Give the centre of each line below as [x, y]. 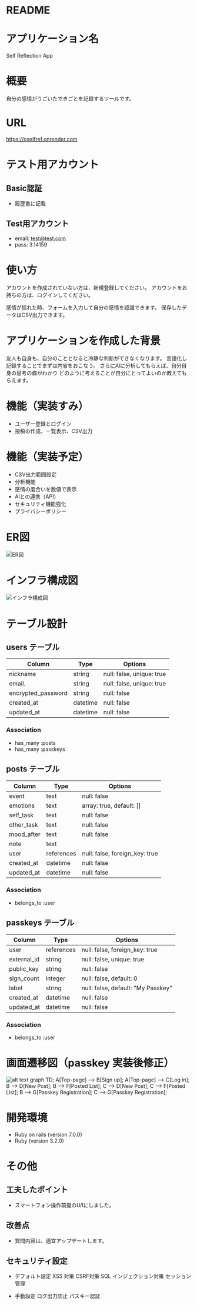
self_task [21, 815]
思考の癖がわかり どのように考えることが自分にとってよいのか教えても [101, 373]
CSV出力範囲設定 [36, 474]
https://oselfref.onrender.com [42, 139]
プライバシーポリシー [40, 511]
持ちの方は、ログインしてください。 [50, 295]
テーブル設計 [37, 624]
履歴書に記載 [30, 203]
